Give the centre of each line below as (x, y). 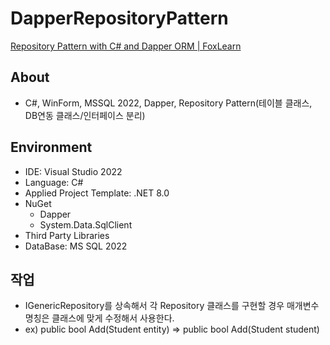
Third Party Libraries (67, 235)
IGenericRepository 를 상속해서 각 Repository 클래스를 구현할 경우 (154, 306)
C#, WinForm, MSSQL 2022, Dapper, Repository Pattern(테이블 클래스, (168, 103)
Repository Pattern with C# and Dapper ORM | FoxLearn (126, 46)
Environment (51, 147)
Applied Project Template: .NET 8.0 (97, 193)
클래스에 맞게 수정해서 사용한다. (113, 318)
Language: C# (54, 182)
